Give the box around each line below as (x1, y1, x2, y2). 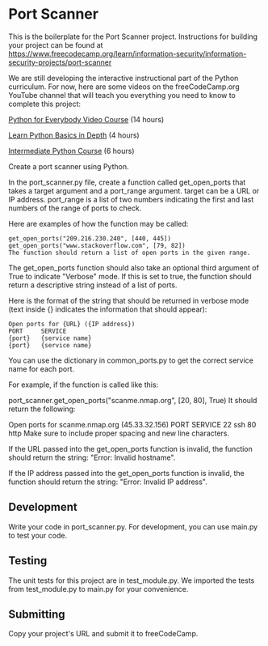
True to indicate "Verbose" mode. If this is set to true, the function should (8, 271, 252, 281)
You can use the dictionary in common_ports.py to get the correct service (8, 355, 254, 365)
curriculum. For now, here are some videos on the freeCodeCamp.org (8, 82, 240, 91)
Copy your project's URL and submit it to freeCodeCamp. (8, 629, 199, 639)
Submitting (8, 607, 66, 621)
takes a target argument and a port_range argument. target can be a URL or (8, 185, 260, 195)
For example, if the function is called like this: (8, 380, 159, 389)
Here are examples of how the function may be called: (8, 219, 189, 228)
